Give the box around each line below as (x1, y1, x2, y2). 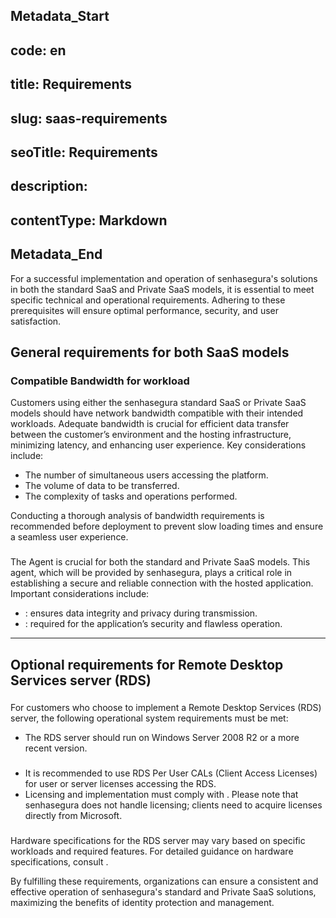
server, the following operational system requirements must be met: (10, 712, 289, 724)
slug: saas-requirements (10, 110, 168, 127)
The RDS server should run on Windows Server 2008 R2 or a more (24, 732, 300, 744)
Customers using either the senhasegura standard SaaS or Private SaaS (10, 397, 307, 409)
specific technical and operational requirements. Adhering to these (10, 294, 286, 306)
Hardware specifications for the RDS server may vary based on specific (10, 835, 306, 847)
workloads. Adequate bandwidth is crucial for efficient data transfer (10, 418, 290, 430)
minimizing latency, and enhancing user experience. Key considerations (10, 439, 307, 451)
